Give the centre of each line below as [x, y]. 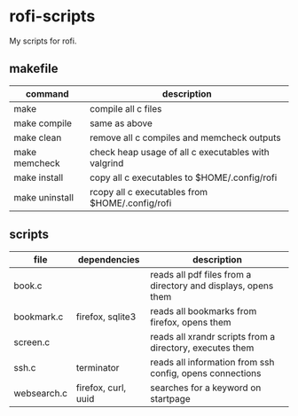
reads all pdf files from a [201, 274]
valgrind [107, 163]
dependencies [109, 259]
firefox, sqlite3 [106, 317]
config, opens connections [206, 373]
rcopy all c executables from [149, 192]
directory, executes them [202, 348]
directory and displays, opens [212, 286]
